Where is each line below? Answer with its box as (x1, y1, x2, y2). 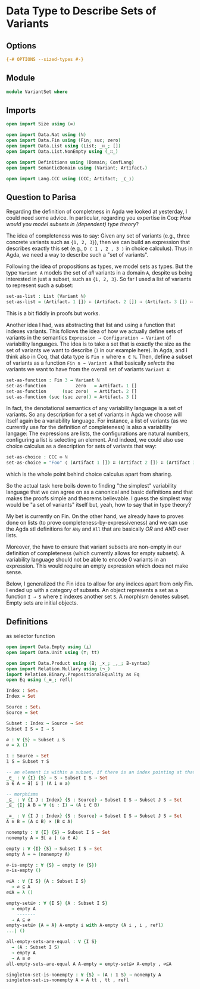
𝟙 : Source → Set (6, 753, 49, 759)
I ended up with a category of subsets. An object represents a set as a (6, 587, 179, 594)
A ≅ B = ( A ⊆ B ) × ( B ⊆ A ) (6, 819, 73, 825)
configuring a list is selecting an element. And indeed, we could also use (6, 436, 184, 443)
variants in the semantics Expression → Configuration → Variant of (6, 334, 171, 341)
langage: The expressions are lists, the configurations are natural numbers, (6, 430, 190, 437)
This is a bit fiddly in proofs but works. (6, 309, 100, 317)
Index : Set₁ (6, 688, 39, 694)
